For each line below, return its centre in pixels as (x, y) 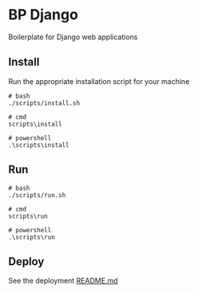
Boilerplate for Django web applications (73, 37)
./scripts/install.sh (44, 103)
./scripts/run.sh (37, 195)
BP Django (43, 15)
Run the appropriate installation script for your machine (99, 81)
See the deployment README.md (63, 281)
